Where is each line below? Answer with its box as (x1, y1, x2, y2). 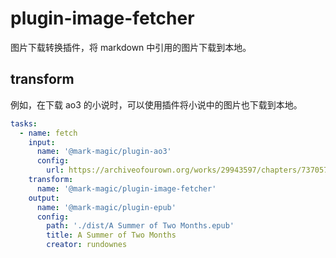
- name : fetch (19, 128, 78, 138)
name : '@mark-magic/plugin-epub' (36, 202, 177, 212)
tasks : (10, 118, 38, 129)
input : (28, 137, 56, 147)
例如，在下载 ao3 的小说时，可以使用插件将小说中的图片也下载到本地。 (10, 98, 303, 111)
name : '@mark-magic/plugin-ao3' (36, 147, 172, 157)
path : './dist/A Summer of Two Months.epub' (46, 221, 235, 231)
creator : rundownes (46, 240, 128, 250)
